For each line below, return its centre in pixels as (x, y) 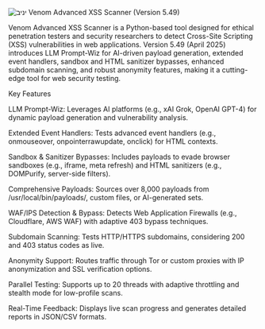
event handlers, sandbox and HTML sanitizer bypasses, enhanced (116, 61)
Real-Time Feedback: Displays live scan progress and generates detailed (127, 308)
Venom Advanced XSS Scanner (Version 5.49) (104, 12)
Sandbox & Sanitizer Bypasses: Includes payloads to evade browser (119, 157)
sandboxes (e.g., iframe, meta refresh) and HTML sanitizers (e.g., (115, 165)
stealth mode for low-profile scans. (65, 293)
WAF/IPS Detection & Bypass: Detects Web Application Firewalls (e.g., (123, 213)
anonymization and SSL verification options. (80, 269)
